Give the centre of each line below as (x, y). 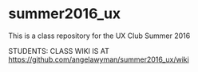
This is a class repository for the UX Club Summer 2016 (99, 36)
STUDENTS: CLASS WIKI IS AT (59, 51)
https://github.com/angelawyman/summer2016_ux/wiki (99, 59)
